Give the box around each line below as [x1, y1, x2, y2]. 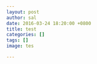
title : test [6, 26, 37, 32]
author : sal [6, 15, 37, 21]
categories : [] [6, 32, 45, 38]
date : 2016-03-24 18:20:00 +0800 [6, 20, 92, 26]
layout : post [6, 9, 40, 15]
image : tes [6, 43, 34, 49]
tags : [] [6, 37, 29, 43]
